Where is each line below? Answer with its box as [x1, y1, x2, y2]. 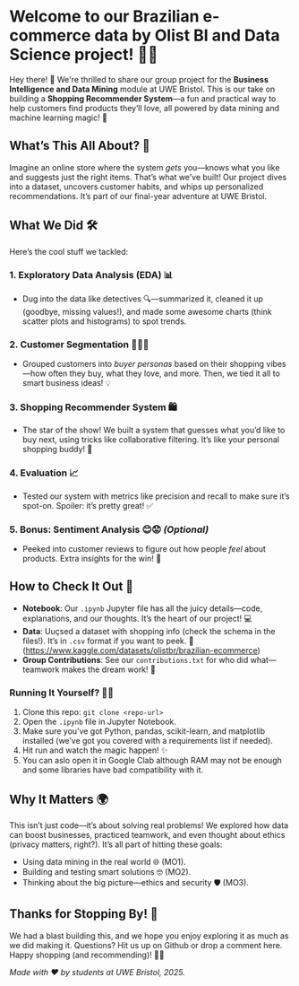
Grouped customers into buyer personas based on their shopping [21, 359, 265, 370]
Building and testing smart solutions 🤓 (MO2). [21, 866, 192, 877]
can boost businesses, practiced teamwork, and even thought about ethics [9, 829, 286, 840]
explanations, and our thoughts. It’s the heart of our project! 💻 [21, 613, 252, 624]
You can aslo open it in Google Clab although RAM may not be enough [21, 755, 282, 766]
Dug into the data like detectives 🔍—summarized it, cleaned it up [21, 293, 264, 304]
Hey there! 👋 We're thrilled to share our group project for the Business [9, 74, 269, 84]
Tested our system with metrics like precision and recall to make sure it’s [21, 491, 290, 502]
